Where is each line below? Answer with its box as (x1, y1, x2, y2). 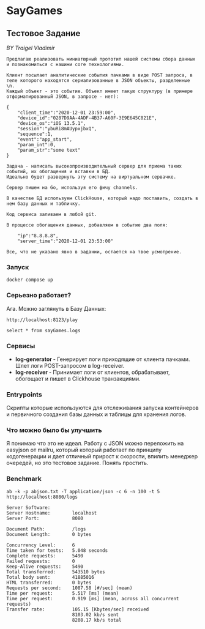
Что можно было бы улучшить (6, 426, 102, 434)
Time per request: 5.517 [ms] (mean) (6, 590, 119, 597)
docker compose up (6, 277, 53, 283)
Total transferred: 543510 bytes (6, 568, 105, 575)
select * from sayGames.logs (6, 327, 81, 333)
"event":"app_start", (17, 136, 72, 143)
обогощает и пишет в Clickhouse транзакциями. (15, 374, 141, 382)
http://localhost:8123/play (6, 316, 78, 323)
